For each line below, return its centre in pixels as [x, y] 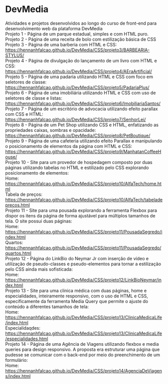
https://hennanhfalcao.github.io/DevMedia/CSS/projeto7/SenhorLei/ [76, 119]
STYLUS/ [15, 55]
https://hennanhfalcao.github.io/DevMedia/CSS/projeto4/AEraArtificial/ [78, 71]
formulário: [17, 360]
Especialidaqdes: [23, 328]
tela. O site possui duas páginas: [39, 221]
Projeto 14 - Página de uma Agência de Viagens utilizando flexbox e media [82, 344]
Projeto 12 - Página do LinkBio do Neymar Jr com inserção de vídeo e [77, 258]
